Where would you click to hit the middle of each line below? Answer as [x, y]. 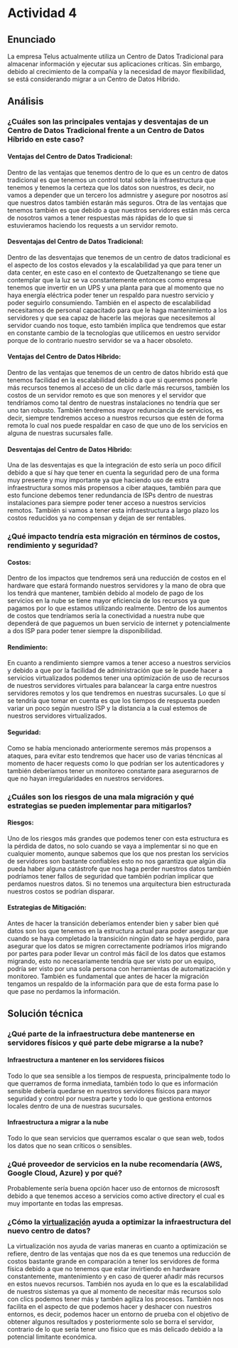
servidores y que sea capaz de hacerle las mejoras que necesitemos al [111, 317]
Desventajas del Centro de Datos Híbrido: [70, 449]
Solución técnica [45, 1014]
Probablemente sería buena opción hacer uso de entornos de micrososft [114, 1188]
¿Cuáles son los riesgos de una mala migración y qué [101, 797]
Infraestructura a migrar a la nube [58, 1123]
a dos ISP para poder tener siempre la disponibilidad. [85, 631]
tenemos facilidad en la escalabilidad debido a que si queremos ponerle [113, 380]
